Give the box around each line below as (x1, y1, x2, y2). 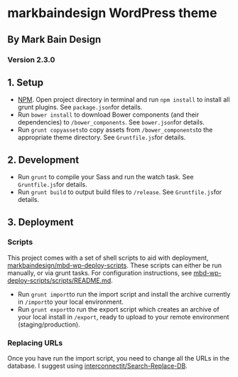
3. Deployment (7, 216, 74, 228)
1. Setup (7, 76, 44, 88)
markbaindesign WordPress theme (7, 5, 217, 21)
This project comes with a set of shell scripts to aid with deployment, (7, 253, 209, 262)
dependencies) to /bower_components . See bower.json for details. (17, 118, 205, 127)
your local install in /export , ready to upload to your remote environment (17, 312, 229, 321)
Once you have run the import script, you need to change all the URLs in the (7, 354, 229, 363)
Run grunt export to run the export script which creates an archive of (17, 304, 220, 314)
